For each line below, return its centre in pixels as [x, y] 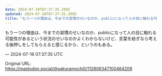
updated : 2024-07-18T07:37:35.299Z [41, 14]
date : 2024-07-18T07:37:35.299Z [37, 9]
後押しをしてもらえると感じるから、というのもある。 [62, 45]
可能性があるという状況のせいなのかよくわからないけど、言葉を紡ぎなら [77, 38]
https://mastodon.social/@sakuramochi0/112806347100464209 [69, 69]
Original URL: [18, 63]
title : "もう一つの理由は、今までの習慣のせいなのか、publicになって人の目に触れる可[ [82, 18]
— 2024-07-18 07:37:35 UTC [34, 54]
